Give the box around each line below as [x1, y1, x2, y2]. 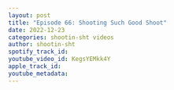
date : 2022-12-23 [8, 26, 65, 34]
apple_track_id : [8, 63, 61, 70]
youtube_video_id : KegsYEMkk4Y [8, 56, 111, 63]
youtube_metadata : [8, 70, 68, 77]
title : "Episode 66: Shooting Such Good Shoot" [8, 19, 168, 27]
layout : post [8, 11, 51, 20]
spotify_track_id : [8, 48, 68, 56]
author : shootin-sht [8, 41, 76, 49]
